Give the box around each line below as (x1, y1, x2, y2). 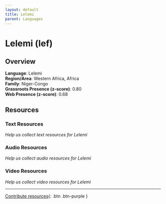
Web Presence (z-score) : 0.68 (5, 91, 68, 97)
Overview (5, 57, 36, 66)
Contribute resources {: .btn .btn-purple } (5, 193, 88, 199)
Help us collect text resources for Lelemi (5, 132, 87, 138)
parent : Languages (5, 16, 43, 21)
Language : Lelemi (5, 70, 42, 77)
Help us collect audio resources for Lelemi (5, 155, 91, 161)
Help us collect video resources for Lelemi (5, 179, 91, 185)
